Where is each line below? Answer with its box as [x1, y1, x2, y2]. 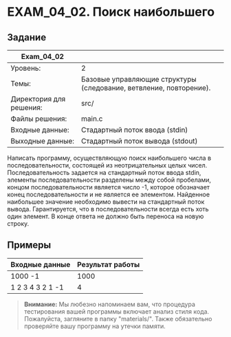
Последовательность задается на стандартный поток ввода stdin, [7, 169, 201, 176]
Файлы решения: [10, 114, 67, 124]
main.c [81, 114, 103, 124]
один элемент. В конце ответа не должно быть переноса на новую [7, 212, 204, 220]
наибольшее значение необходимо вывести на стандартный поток [7, 198, 205, 206]
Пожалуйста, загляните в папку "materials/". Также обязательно [23, 314, 212, 323]
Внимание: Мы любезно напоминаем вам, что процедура [23, 300, 196, 308]
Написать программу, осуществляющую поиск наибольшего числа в [7, 154, 212, 162]
